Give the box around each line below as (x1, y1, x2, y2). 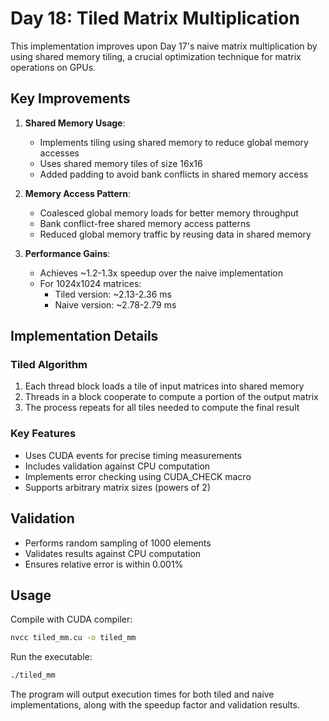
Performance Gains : (24, 247, 111, 259)
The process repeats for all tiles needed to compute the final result (24, 402, 300, 414)
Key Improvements (10, 90, 131, 107)
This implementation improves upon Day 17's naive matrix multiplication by (10, 40, 318, 52)
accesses (39, 147, 80, 159)
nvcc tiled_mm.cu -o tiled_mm (10, 633, 137, 643)
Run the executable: (10, 651, 93, 663)
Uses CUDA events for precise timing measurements (24, 449, 242, 461)
